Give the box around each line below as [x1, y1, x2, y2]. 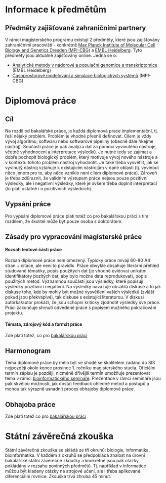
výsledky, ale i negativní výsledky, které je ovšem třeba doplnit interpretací [5, 180, 157, 186]
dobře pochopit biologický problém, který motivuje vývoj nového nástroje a [5, 154, 158, 160]
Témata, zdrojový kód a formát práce [5, 321, 83, 327]
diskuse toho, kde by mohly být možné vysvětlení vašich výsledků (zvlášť [5, 289, 155, 295]
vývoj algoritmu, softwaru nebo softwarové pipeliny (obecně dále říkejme [5, 138, 154, 144]
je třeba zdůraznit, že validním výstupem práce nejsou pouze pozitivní [5, 175, 148, 181]
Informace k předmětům [5, 4, 107, 15]
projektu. [5, 310, 24, 316]
